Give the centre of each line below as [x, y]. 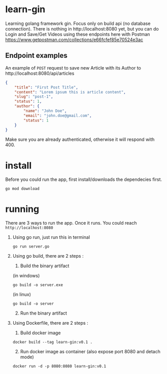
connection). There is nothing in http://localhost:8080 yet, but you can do [82, 28]
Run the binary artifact [44, 313]
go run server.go [31, 247]
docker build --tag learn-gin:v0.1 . [53, 342]
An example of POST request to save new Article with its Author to [73, 68]
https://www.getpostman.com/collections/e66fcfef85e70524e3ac [74, 40]
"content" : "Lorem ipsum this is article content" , [70, 92]
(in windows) [26, 276]
